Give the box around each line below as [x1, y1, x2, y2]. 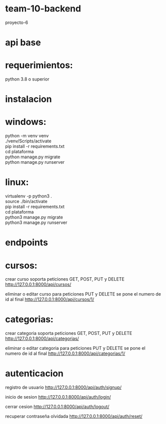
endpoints [5, 237, 48, 248]
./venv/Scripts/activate [5, 138, 52, 144]
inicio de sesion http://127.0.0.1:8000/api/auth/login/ [5, 394, 111, 400]
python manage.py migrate [5, 154, 61, 160]
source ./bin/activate [5, 199, 48, 205]
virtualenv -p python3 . [5, 193, 52, 199]
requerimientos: [5, 60, 73, 71]
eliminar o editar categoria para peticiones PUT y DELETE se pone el [5, 345, 146, 351]
